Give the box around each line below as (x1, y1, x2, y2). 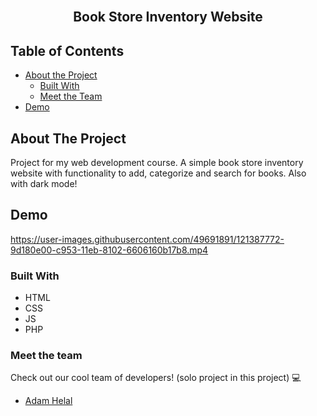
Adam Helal (24, 395, 73, 407)
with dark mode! (10, 178, 78, 190)
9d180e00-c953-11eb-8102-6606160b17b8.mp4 (10, 244, 209, 256)
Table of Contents (10, 42, 125, 59)
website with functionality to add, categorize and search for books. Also (10, 167, 307, 179)
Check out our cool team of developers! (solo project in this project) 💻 (10, 372, 302, 384)
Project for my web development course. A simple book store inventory (10, 157, 304, 169)
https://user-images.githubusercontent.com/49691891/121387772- (10, 233, 285, 245)
